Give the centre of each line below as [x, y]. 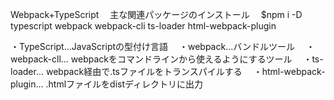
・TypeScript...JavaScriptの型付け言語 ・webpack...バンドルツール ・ [162, 46]
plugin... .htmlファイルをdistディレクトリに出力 [107, 84]
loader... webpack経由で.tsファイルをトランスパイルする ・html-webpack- [168, 71]
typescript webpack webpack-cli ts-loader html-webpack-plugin [143, 26]
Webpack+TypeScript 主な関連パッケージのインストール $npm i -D [156, 14]
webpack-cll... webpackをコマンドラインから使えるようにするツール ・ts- [167, 59]
